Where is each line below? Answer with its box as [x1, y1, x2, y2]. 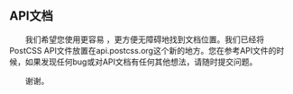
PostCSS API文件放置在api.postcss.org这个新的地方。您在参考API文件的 [9, 45, 277, 56]
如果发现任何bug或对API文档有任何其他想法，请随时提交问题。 [24, 56, 258, 67]
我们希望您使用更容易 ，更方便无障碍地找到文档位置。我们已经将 [25, 34, 264, 45]
